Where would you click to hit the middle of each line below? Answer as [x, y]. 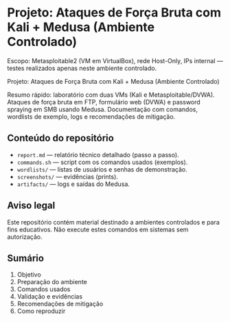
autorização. [25, 237]
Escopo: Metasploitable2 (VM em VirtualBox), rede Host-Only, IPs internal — [115, 60]
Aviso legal [31, 206]
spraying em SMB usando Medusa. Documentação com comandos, [102, 109]
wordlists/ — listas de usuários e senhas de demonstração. [102, 169]
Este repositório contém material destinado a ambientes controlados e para [113, 222]
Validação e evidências [50, 297]
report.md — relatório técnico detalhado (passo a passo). [98, 154]
